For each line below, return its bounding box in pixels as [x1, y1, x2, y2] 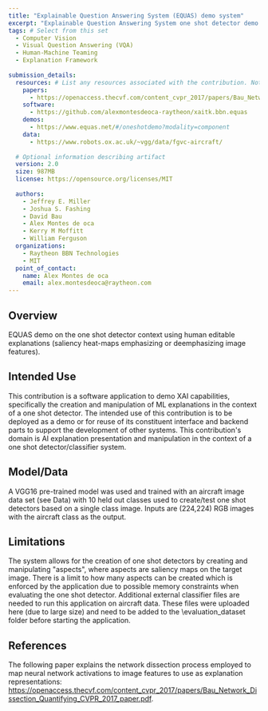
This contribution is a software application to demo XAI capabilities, [8, 391, 230, 400]
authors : [15, 189, 45, 198]
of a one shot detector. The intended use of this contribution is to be [8, 408, 233, 418]
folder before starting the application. [8, 616, 132, 626]
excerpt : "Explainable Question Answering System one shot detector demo [8, 19, 259, 27]
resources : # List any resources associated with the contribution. [15, 78, 248, 86]
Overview [8, 308, 58, 322]
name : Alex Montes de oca [22, 272, 109, 280]
